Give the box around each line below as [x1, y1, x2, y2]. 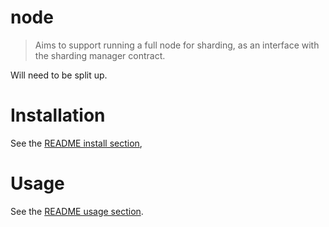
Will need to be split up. [10, 69, 108, 81]
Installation [10, 104, 106, 127]
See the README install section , [10, 137, 143, 149]
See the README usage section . [10, 205, 144, 217]
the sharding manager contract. [34, 49, 166, 61]
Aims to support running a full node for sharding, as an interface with [34, 39, 320, 51]
